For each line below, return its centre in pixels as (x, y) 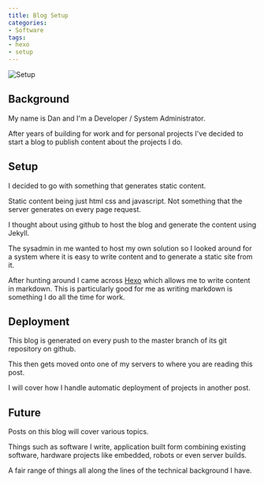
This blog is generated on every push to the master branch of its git (117, 340)
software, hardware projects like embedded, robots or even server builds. (127, 455)
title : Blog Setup (38, 15)
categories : (28, 23)
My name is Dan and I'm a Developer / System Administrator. (107, 118)
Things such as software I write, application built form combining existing (127, 447)
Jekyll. (19, 232)
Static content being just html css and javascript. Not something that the (125, 201)
